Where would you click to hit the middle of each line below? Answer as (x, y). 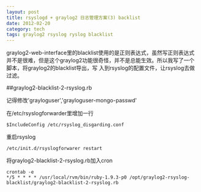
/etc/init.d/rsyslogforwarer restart (54, 149)
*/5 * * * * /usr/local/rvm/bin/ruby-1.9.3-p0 (67, 177)
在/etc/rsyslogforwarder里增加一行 (50, 113)
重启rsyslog (21, 137)
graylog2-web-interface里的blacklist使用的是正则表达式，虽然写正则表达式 (100, 53)
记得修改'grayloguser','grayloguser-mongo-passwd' (72, 101)
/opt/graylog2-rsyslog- (159, 177)
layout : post (23, 12)
